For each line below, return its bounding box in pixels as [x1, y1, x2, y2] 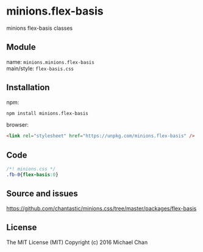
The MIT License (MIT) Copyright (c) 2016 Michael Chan [6, 239, 148, 246]
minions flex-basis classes [6, 24, 73, 32]
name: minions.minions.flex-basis [6, 58, 94, 65]
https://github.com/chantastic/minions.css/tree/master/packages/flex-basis [6, 205, 197, 212]
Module [6, 42, 36, 52]
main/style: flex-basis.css [6, 65, 74, 72]
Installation [6, 82, 50, 93]
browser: [6, 121, 29, 128]
